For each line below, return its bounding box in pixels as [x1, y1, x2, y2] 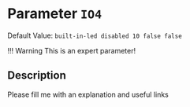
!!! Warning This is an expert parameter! [7, 46, 136, 55]
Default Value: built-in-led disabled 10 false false [7, 31, 182, 40]
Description [7, 68, 66, 83]
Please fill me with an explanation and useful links [7, 90, 169, 99]
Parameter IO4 [7, 5, 102, 23]
